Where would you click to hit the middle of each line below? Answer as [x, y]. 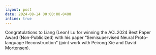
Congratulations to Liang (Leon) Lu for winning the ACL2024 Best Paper [78, 33]
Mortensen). [18, 48]
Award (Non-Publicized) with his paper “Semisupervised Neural [70, 37]
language [15, 43]
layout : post [18, 9]
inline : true [18, 18]
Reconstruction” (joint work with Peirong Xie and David [81, 43]
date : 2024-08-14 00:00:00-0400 [38, 14]
